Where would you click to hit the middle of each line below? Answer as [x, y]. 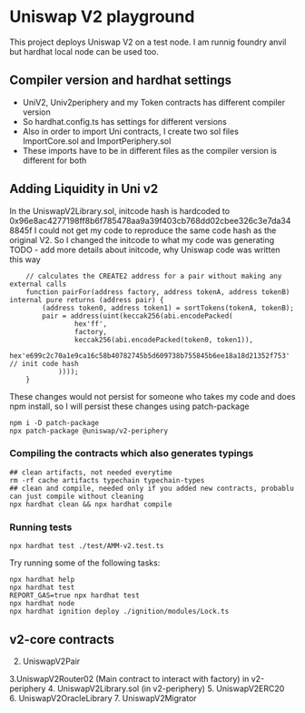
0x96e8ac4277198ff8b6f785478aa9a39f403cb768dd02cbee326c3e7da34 [150, 220]
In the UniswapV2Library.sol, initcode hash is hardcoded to [119, 210]
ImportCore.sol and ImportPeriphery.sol [97, 141]
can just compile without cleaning [77, 496]
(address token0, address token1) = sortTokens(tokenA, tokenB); [168, 308]
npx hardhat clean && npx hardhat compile [91, 504]
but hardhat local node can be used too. [84, 51]
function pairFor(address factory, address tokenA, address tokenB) [158, 292]
